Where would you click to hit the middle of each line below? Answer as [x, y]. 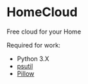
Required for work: [34, 45]
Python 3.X [33, 58]
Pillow [25, 73]
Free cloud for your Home [44, 31]
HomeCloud [42, 12]
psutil [25, 66]
